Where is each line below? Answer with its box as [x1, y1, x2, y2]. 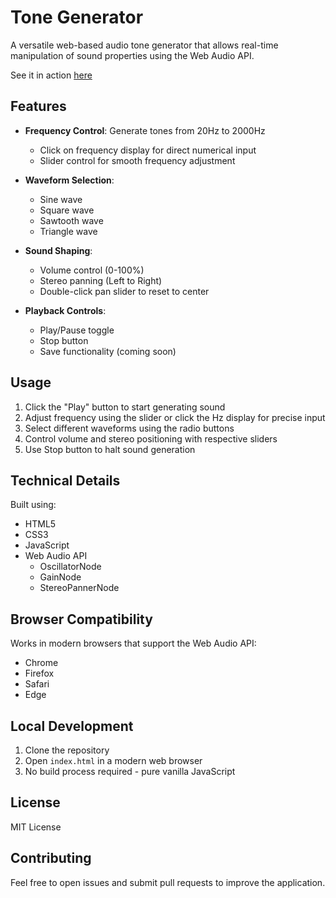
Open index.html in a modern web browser [24, 755, 203, 766]
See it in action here [10, 69, 93, 81]
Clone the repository [24, 744, 110, 756]
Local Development [10, 717, 134, 735]
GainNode [39, 571, 82, 583]
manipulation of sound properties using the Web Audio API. [10, 49, 255, 61]
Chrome [24, 657, 59, 669]
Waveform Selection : [24, 174, 115, 186]
